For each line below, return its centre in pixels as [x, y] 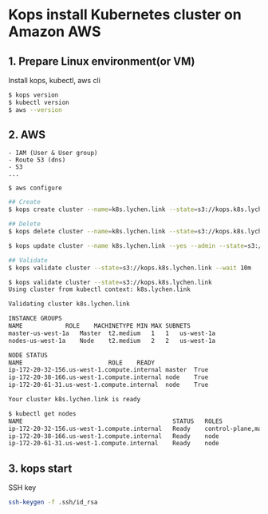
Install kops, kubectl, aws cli [55, 80]
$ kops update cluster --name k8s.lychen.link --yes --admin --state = [128, 245]
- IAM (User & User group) [53, 153]
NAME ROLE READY [82, 363]
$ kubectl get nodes [43, 413]
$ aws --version [35, 110]
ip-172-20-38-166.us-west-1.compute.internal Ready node [114, 436]
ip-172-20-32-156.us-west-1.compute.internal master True [108, 370]
